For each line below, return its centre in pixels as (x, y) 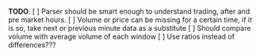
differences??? (32, 45)
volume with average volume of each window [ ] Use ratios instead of (122, 36)
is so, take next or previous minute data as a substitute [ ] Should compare (130, 28)
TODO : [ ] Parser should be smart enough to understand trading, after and (129, 11)
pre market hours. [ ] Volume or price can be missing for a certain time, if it (130, 20)
